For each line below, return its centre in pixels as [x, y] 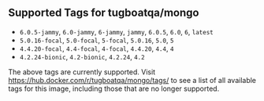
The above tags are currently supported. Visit [82, 72]
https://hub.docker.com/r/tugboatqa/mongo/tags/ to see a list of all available [132, 80]
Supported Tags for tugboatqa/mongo [104, 13]
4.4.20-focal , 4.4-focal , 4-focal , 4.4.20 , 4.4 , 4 [97, 48]
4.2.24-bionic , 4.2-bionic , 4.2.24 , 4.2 [82, 56]
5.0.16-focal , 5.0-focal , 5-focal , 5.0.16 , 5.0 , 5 [97, 40]
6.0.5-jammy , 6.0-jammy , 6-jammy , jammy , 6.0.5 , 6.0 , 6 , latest [117, 31]
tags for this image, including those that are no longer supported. [114, 88]
